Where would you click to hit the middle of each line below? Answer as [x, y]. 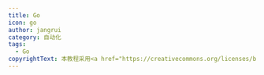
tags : [17, 45]
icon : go [22, 23]
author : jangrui [35, 30]
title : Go [24, 15]
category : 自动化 [35, 37]
